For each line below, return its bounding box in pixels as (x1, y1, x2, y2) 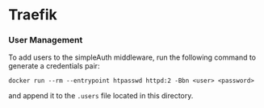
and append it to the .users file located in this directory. (8, 91, 194, 101)
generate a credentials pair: (8, 61, 100, 71)
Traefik (8, 6, 58, 24)
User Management (8, 35, 83, 46)
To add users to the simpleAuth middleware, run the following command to (8, 52, 257, 62)
